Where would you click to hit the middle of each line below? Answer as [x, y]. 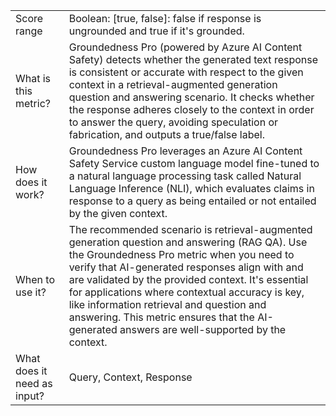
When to [35, 279]
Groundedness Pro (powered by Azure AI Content [185, 47]
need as [34, 383]
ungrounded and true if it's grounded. [156, 31]
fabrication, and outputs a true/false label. [166, 134]
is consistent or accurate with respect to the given [186, 72]
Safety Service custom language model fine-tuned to [194, 163]
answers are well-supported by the [203, 329]
